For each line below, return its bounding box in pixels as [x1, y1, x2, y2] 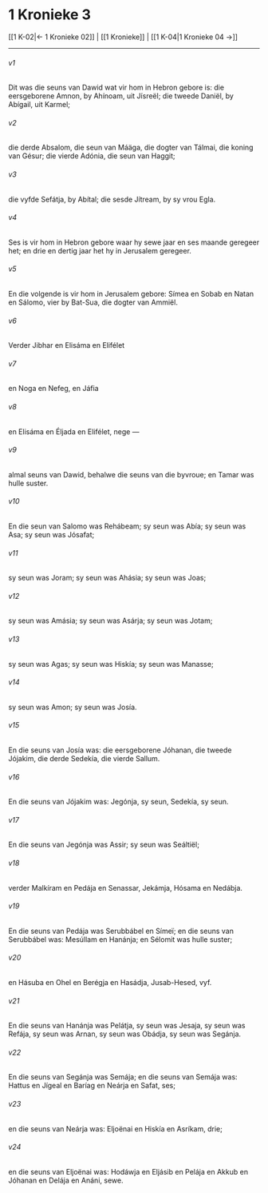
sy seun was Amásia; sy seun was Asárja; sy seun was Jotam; [8, 616, 213, 625]
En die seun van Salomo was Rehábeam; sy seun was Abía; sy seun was [8, 521, 246, 531]
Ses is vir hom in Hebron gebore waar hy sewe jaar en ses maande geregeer [8, 237, 260, 247]
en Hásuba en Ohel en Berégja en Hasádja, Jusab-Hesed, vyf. [8, 978, 212, 987]
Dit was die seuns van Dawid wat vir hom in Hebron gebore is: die [8, 82, 225, 93]
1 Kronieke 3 [8, 6, 92, 24]
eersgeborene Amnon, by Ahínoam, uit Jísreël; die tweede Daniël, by [8, 91, 234, 101]
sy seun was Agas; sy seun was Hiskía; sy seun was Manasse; [8, 659, 214, 668]
